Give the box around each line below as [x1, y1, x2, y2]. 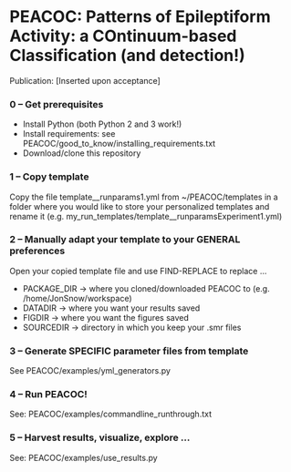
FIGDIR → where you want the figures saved [22, 312, 190, 323]
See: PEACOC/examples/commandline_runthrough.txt [9, 408, 213, 420]
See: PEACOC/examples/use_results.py [9, 452, 158, 463]
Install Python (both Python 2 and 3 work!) [22, 118, 182, 129]
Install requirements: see [22, 128, 116, 139]
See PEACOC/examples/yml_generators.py [9, 365, 171, 376]
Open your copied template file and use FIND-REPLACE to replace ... [9, 265, 267, 276]
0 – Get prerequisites [9, 97, 104, 110]
